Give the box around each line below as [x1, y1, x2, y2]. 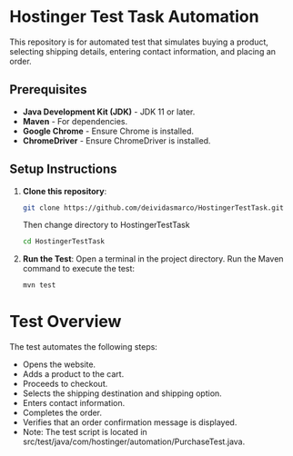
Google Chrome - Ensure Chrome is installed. [22, 125, 194, 136]
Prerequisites [9, 82, 87, 97]
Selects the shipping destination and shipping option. [22, 388, 223, 399]
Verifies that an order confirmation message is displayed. [22, 417, 237, 428]
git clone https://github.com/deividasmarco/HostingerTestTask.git [22, 203, 284, 213]
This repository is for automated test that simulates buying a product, [9, 36, 268, 47]
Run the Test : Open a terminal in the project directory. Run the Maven [22, 253, 284, 264]
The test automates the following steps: [9, 342, 157, 352]
